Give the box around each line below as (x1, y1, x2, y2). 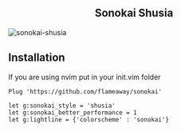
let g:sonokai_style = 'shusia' (8, 102, 116, 110)
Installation (8, 51, 65, 65)
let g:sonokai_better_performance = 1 (8, 108, 137, 117)
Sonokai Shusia (94, 6, 174, 20)
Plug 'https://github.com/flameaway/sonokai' (8, 87, 162, 95)
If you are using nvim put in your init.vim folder (8, 72, 161, 82)
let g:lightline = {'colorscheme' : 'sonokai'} (8, 115, 170, 123)
